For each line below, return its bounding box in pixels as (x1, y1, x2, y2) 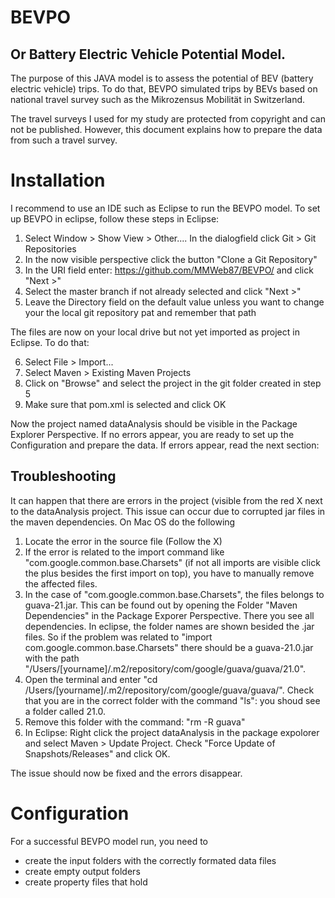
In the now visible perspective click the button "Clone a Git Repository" (24, 253, 318, 265)
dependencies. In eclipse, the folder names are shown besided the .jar (24, 620, 315, 632)
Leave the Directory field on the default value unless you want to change (24, 296, 325, 308)
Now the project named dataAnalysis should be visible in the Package (10, 417, 298, 430)
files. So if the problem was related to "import (24, 631, 213, 643)
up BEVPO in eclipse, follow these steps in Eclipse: (10, 212, 220, 225)
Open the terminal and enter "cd (24, 673, 158, 685)
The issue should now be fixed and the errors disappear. (10, 767, 243, 779)
